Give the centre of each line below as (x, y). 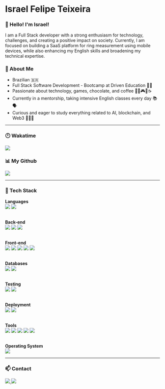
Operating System (24, 346)
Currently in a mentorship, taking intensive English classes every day (82, 98)
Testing (13, 284)
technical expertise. (25, 56)
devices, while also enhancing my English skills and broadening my (73, 51)
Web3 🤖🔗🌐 (23, 118)
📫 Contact (18, 368)
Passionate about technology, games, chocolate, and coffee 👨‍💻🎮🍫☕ (82, 91)
